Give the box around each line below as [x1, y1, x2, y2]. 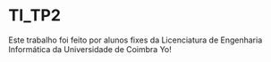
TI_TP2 [8, 5, 62, 26]
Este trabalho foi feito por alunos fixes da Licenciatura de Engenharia [8, 35, 263, 45]
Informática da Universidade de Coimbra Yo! [8, 43, 172, 54]
